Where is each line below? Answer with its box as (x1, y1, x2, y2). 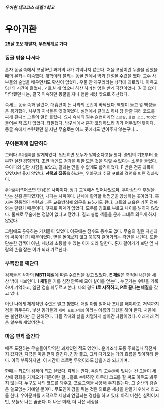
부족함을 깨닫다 (5, 260, 39, 266)
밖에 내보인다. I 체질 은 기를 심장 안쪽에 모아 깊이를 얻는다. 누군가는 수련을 (10, 278, 149, 284)
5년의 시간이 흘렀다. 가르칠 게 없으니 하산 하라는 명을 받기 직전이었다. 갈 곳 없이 (5, 85, 156, 91)
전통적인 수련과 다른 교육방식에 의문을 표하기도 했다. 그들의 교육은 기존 (14, 199, 149, 205)
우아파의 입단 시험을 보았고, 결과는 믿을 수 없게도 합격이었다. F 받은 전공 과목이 (5, 164, 155, 170)
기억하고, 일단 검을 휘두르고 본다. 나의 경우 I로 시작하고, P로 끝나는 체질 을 (14, 284, 153, 290)
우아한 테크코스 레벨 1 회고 (5, 4, 55, 10)
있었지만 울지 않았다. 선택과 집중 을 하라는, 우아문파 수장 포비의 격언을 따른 (5, 170, 146, 176)
